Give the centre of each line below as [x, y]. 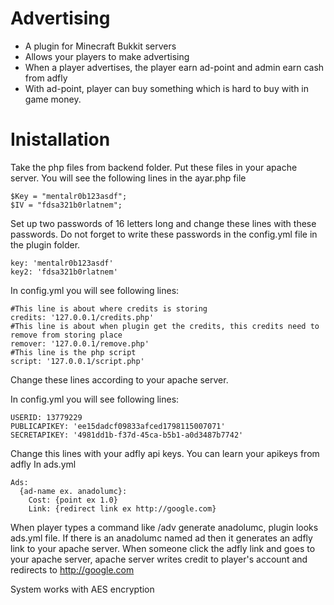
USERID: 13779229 [46, 417]
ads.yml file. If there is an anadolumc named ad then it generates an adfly [161, 538]
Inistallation [60, 139]
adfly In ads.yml [43, 464]
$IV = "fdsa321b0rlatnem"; [66, 205]
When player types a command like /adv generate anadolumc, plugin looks [164, 527]
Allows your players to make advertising [107, 56]
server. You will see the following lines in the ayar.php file [128, 178]
